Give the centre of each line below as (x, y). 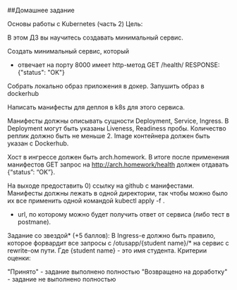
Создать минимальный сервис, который (68, 51)
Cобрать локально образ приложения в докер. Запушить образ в (106, 86)
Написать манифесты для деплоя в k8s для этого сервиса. (96, 107)
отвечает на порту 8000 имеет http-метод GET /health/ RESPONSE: (119, 65)
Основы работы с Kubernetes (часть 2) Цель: (75, 24)
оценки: (19, 258)
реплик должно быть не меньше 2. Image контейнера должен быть (109, 136)
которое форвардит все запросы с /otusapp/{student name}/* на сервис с (118, 243)
